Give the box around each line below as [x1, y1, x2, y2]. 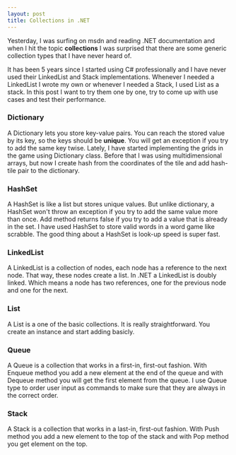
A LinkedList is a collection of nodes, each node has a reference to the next [7, 264, 228, 272]
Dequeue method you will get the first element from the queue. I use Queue [7, 376, 228, 384]
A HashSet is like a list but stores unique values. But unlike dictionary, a [7, 200, 215, 208]
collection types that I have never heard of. [7, 51, 132, 60]
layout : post [7, 10, 46, 18]
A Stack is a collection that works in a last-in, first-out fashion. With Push [7, 425, 220, 433]
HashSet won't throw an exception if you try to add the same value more [7, 208, 218, 216]
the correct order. [7, 391, 59, 399]
